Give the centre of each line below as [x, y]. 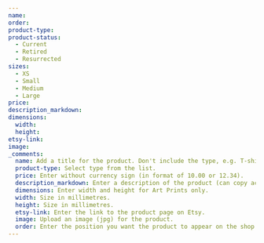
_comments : [26, 154]
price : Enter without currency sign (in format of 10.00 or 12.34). [130, 176]
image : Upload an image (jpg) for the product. [95, 219]
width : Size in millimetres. [63, 198]
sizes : [19, 67]
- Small [28, 81]
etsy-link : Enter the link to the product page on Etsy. [110, 212]
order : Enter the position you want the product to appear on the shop [135, 227]
